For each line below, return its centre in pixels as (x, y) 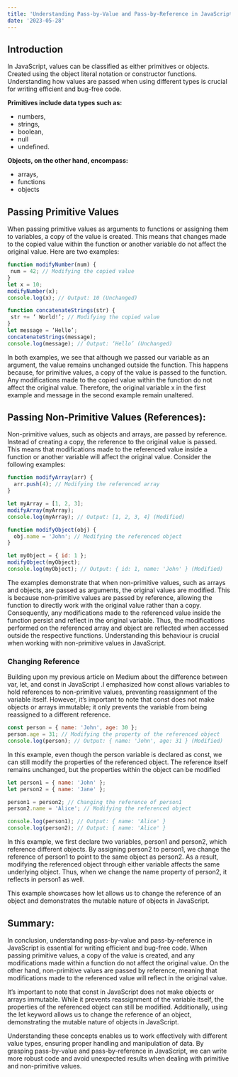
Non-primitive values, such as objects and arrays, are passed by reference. (117, 434)
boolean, (30, 132)
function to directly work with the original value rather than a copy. (104, 605)
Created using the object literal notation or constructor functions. (102, 74)
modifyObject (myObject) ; (44, 562)
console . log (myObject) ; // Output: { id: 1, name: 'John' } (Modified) (115, 569)
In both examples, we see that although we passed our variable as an (108, 357)
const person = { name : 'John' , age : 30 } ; (73, 728)
